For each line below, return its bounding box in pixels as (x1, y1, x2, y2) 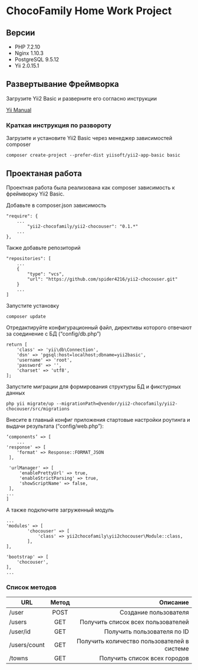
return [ (6, 341, 28, 347)
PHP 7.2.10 (14, 43, 41, 50)
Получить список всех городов (99, 654, 189, 662)
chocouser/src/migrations (6, 406, 70, 412)
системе (164, 645, 189, 653)
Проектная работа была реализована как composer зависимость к (6, 184, 175, 191)
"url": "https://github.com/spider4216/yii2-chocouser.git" (27, 276, 178, 282)
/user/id (9, 627, 31, 636)
